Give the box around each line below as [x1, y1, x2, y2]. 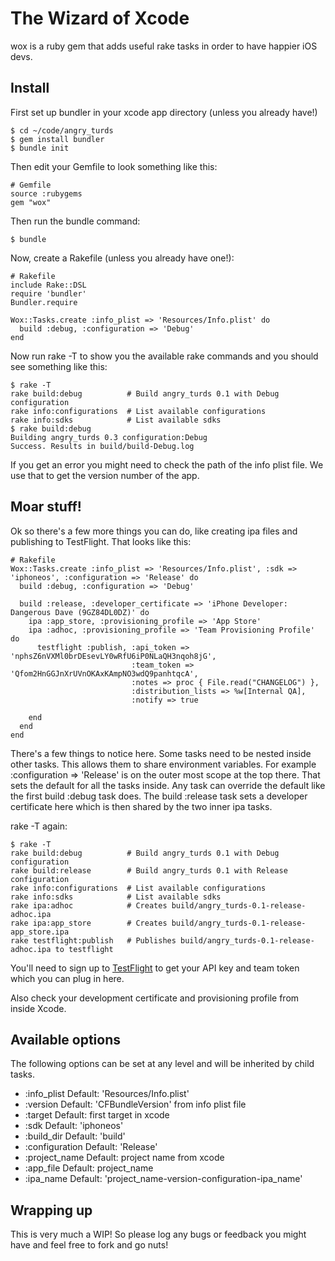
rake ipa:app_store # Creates [10, 918, 168, 928]
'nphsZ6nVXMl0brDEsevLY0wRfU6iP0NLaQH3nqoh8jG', [10, 651, 217, 661]
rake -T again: [10, 820, 68, 832]
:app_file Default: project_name [24, 1162, 154, 1174]
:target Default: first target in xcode [24, 1109, 170, 1121]
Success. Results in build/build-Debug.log [10, 441, 195, 451]
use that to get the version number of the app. [10, 469, 200, 481]
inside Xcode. [10, 1002, 67, 1014]
